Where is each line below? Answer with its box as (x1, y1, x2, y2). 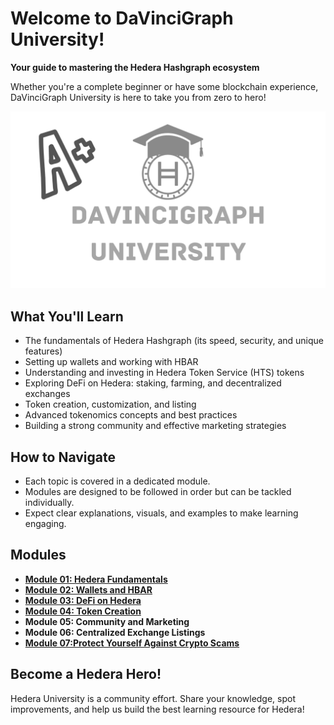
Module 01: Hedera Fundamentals (24, 573, 168, 585)
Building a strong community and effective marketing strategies (24, 420, 287, 432)
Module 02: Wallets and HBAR (24, 583, 153, 596)
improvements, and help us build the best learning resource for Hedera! (10, 703, 305, 715)
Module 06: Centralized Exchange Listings (24, 626, 206, 638)
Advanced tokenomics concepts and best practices (24, 409, 238, 421)
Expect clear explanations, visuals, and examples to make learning (24, 507, 299, 519)
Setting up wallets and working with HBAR (24, 356, 199, 368)
